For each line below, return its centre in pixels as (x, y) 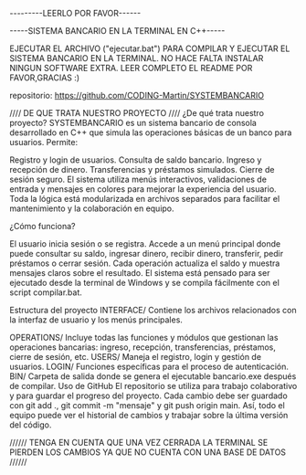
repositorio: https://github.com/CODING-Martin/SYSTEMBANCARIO (137, 95)
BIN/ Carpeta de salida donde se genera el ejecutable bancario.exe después (153, 376)
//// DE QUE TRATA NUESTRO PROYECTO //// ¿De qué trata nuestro (137, 113)
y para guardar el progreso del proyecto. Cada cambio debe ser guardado (148, 396)
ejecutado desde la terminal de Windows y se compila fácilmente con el (145, 283)
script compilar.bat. (46, 292)
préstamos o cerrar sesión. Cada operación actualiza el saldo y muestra (145, 263)
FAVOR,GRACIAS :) (45, 78)
